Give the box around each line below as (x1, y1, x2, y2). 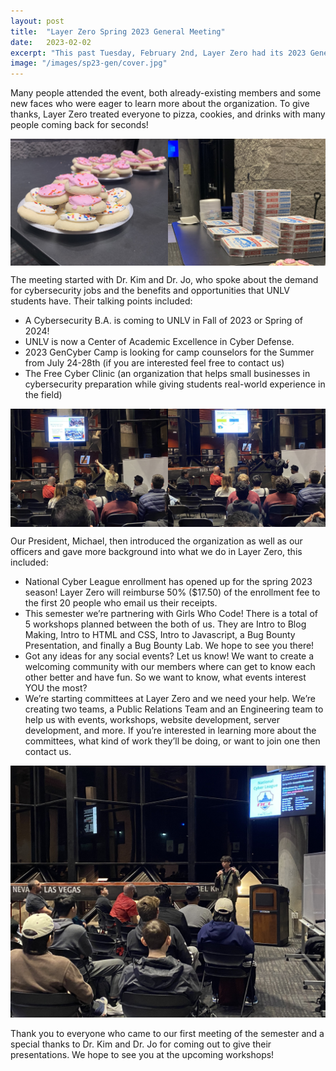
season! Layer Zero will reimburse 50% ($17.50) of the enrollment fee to (24, 586, 321, 598)
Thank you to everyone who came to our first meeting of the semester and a (10, 1028, 325, 1040)
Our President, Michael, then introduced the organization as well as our (10, 535, 303, 547)
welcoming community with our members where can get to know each (24, 660, 316, 672)
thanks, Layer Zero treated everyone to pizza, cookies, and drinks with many (10, 108, 326, 120)
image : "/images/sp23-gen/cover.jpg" (10, 58, 168, 69)
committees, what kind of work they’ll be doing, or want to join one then (24, 735, 321, 747)
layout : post (10, 16, 65, 26)
